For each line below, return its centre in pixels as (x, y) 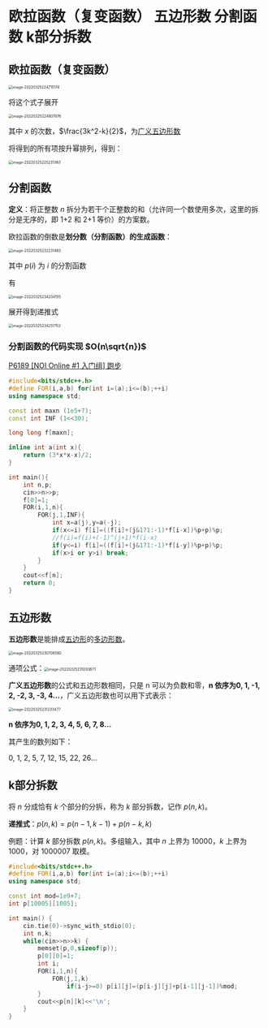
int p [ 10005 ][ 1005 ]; (43, 904)
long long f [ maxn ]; (41, 433)
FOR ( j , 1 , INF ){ (61, 515)
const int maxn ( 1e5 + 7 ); (50, 411)
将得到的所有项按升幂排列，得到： (65, 148)
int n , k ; (38, 933)
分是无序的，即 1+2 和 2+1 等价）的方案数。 (81, 219)
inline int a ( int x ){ (45, 447)
